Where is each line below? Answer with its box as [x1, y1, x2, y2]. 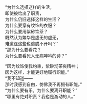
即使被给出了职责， [5, 10, 44, 16]
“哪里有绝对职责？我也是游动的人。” [5, 94, 76, 99]
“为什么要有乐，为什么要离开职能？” [5, 87, 78, 93]
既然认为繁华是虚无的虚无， [5, 35, 61, 40]
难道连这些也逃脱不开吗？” [5, 41, 59, 46]
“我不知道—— [5, 75, 33, 81]
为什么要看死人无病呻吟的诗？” [5, 53, 67, 58]
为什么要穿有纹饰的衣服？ [5, 22, 57, 28]
